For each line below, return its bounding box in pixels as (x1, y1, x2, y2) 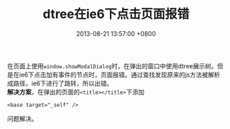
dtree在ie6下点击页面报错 (42, 6, 190, 22)
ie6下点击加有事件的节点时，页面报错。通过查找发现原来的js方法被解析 (19, 70, 221, 79)
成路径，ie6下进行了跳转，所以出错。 (7, 79, 113, 87)
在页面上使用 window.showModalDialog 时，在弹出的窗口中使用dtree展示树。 (7, 61, 218, 70)
